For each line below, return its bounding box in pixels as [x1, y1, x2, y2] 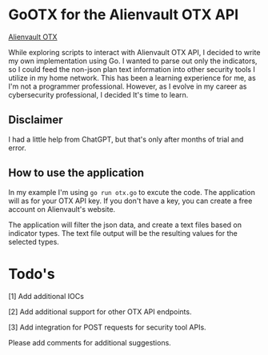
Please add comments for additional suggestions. [8, 337, 172, 347]
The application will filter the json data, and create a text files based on [8, 220, 242, 229]
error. [8, 142, 26, 153]
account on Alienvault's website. [8, 204, 116, 213]
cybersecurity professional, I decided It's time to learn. [8, 90, 189, 99]
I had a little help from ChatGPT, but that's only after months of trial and [8, 134, 244, 144]
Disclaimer [8, 114, 63, 127]
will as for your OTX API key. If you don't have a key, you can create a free [8, 196, 253, 205]
